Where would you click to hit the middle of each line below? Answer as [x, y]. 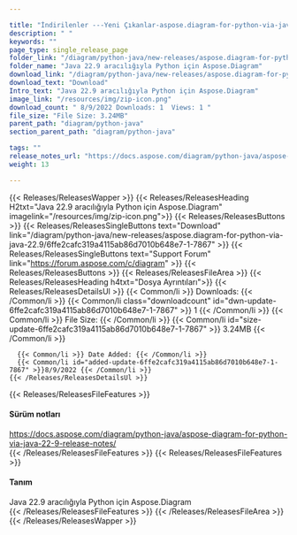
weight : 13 [29, 164]
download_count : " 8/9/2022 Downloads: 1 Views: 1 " [110, 107]
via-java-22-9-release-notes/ [63, 443]
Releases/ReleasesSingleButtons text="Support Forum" [110, 254]
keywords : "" [33, 42]
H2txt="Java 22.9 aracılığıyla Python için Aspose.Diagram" [116, 206]
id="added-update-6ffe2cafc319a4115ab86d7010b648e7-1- [175, 362]
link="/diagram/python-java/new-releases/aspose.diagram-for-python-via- [146, 234]
